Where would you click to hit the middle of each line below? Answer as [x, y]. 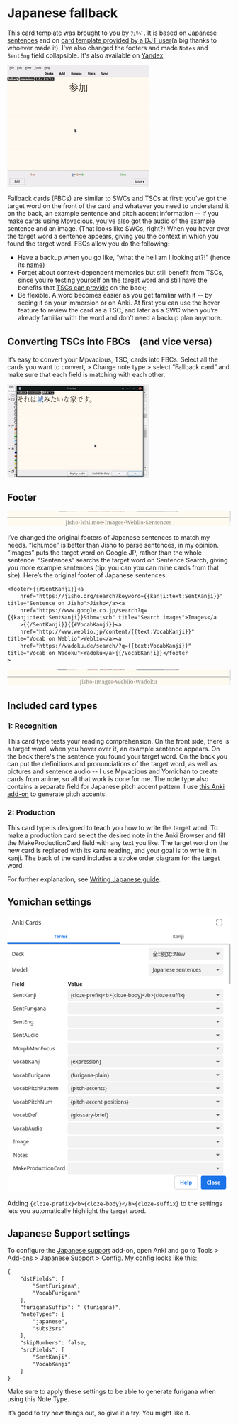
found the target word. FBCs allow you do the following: [89, 244]
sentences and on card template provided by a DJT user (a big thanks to [112, 40]
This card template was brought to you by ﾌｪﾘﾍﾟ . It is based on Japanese [112, 33]
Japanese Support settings [68, 1233]
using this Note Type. [38, 1399]
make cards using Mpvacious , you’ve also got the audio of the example [111, 221]
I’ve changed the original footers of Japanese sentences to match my [109, 538]
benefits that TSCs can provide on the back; [82, 287]
